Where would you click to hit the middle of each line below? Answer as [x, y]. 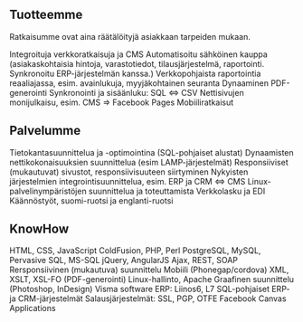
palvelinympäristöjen [48, 191]
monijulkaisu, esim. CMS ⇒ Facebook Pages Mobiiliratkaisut [122, 102]
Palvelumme [45, 131]
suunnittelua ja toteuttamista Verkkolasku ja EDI [177, 191]
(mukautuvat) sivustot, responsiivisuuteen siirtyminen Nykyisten [129, 172]
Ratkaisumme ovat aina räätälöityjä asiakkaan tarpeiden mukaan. [130, 36]
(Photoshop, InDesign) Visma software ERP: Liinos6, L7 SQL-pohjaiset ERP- [150, 289]
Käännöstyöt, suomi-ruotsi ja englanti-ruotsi [91, 200]
